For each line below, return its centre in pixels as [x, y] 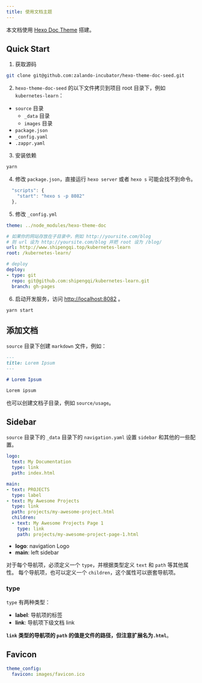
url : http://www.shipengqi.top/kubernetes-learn [68, 248]
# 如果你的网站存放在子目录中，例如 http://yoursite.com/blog [79, 236]
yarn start [20, 310]
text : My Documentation [41, 462]
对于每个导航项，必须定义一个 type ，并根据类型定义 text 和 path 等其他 [95, 565]
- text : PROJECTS [28, 489]
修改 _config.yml [36, 214]
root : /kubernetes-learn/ [39, 253]
